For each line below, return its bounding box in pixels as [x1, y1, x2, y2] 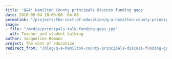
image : [5, 22, 19, 27]
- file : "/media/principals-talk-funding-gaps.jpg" [5, 27, 118, 32]
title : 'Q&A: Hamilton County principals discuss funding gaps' [5, 7, 145, 13]
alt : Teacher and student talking [10, 31, 83, 36]
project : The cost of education [5, 41, 74, 46]
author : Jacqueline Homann [5, 36, 63, 42]
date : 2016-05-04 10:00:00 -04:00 [5, 12, 79, 17]
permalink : [5, 17, 29, 22]
